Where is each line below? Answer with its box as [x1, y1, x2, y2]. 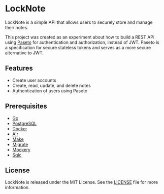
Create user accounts [12, 77, 57, 83]
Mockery [12, 147, 31, 153]
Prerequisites [5, 102, 47, 111]
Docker [12, 125, 28, 131]
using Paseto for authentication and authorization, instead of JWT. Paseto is [5, 39, 160, 45]
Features [5, 64, 33, 73]
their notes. [5, 24, 29, 30]
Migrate [12, 141, 29, 147]
